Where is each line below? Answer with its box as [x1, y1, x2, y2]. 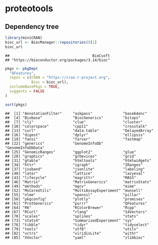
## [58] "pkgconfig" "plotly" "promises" [5, 197, 145, 201]
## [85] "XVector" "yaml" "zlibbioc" [5, 235, 145, 240]
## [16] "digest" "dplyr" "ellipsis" [5, 133, 145, 137]
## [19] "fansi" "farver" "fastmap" [5, 136, 143, 142]
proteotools [5, 3, 53, 14]
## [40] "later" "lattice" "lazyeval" [5, 171, 145, 176]
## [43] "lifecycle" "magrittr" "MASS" [5, 175, 137, 180]
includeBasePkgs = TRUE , [9, 84, 60, 89]
